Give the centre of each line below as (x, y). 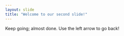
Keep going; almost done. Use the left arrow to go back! (62, 28)
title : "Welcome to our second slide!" (46, 14)
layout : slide (20, 10)
